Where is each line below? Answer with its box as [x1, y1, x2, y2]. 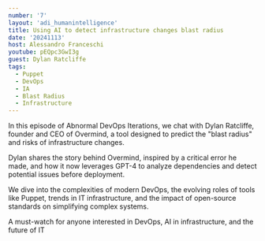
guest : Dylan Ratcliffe [8, 56, 87, 64]
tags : [8, 63, 26, 71]
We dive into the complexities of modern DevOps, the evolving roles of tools [8, 185, 256, 195]
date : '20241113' [8, 33, 65, 42]
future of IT [8, 225, 45, 235]
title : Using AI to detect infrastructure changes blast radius [8, 26, 224, 34]
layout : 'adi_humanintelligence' [8, 19, 118, 27]
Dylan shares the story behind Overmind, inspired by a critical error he [8, 153, 237, 162]
